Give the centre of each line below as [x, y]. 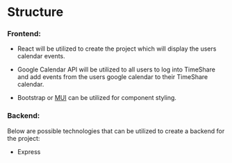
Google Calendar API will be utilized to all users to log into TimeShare [116, 69]
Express [29, 152]
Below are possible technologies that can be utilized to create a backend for [116, 131]
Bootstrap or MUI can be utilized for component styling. [97, 98]
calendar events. [41, 56]
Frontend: [24, 34]
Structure [35, 12]
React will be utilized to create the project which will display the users [117, 49]
